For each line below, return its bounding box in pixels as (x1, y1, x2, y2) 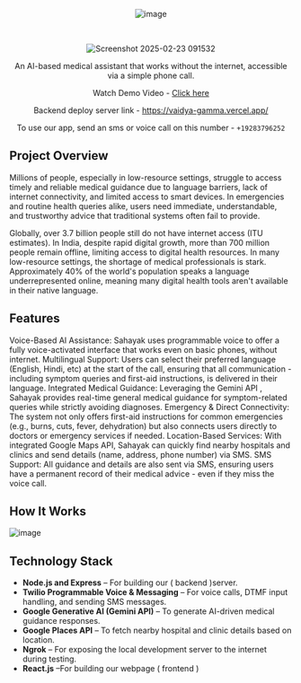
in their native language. (9, 285, 99, 295)
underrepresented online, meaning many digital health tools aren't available (9, 275, 289, 286)
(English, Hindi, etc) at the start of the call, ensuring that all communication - (9, 363, 292, 374)
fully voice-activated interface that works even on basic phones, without (9, 344, 278, 355)
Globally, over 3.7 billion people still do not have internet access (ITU (9, 227, 263, 238)
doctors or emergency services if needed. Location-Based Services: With (9, 430, 282, 441)
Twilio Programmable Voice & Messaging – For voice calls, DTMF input (22, 587, 288, 598)
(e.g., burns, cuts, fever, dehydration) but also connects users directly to (9, 420, 277, 431)
